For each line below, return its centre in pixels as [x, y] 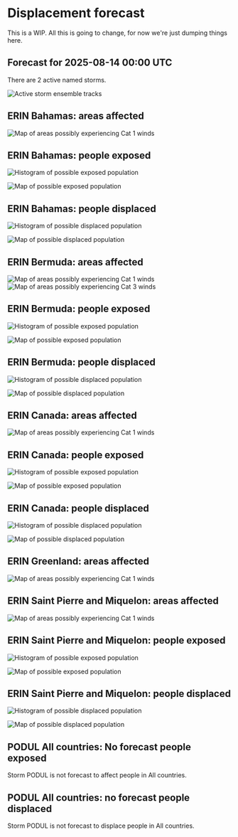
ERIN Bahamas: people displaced [82, 209]
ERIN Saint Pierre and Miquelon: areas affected [113, 601]
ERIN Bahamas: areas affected [76, 116]
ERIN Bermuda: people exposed [79, 309]
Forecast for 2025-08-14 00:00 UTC [90, 63]
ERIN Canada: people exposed [76, 455]
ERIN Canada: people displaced [78, 508]
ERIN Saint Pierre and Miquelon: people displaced [119, 694]
